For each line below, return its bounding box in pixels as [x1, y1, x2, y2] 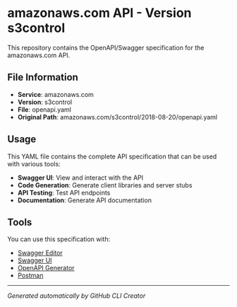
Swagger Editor [17, 249, 63, 257]
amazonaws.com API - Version [7, 5, 192, 21]
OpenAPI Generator [17, 264, 75, 272]
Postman [17, 271, 44, 280]
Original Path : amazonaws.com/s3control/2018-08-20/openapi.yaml [17, 112, 217, 121]
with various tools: [7, 159, 61, 168]
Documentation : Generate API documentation [17, 196, 152, 204]
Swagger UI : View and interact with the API [17, 173, 144, 182]
